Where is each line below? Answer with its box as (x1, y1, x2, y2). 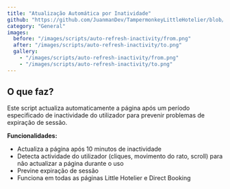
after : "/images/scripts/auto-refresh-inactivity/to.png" (13, 42, 183, 48)
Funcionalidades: (7, 132, 57, 140)
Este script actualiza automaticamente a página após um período (7, 104, 190, 113)
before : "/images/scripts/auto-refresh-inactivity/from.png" (13, 35, 192, 42)
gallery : (13, 48, 38, 55)
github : (7, 16, 29, 23)
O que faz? (7, 86, 54, 98)
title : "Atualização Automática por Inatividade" (7, 10, 152, 17)
